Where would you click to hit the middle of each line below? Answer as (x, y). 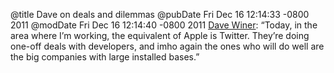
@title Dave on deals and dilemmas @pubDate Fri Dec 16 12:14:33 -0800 (160, 14)
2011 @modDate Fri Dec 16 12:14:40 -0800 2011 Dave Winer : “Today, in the (164, 25)
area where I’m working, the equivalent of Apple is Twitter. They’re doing (160, 35)
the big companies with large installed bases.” (105, 57)
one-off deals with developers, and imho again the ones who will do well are (167, 46)
